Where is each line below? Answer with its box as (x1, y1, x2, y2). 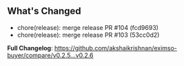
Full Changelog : (7, 44, 53, 52)
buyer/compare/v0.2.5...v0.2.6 (7, 51, 94, 59)
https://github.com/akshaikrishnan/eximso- (54, 44, 178, 52)
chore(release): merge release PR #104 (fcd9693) (17, 23, 159, 31)
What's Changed (7, 5, 81, 17)
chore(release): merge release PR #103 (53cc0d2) (17, 31, 160, 39)
